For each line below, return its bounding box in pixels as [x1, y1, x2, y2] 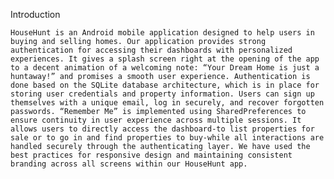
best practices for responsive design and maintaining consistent [10, 150, 293, 160]
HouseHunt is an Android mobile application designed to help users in [10, 28, 315, 38]
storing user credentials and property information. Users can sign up [10, 89, 315, 99]
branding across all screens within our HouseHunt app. [10, 159, 248, 169]
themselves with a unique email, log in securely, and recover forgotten [10, 98, 325, 108]
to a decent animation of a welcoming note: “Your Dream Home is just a [10, 63, 320, 73]
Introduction [10, 9, 61, 20]
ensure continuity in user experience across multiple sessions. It [10, 115, 302, 125]
